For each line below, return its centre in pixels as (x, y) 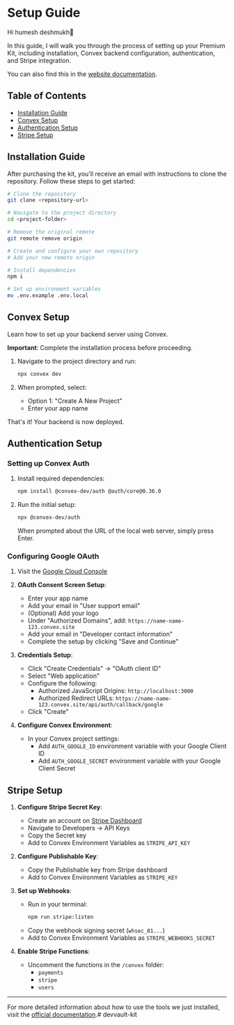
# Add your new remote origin (51, 257)
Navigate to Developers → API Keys (79, 828)
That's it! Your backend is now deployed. (66, 422)
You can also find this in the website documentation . (83, 74)
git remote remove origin (45, 238)
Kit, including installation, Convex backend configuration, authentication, (111, 53)
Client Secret (57, 768)
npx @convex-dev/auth (48, 517)
